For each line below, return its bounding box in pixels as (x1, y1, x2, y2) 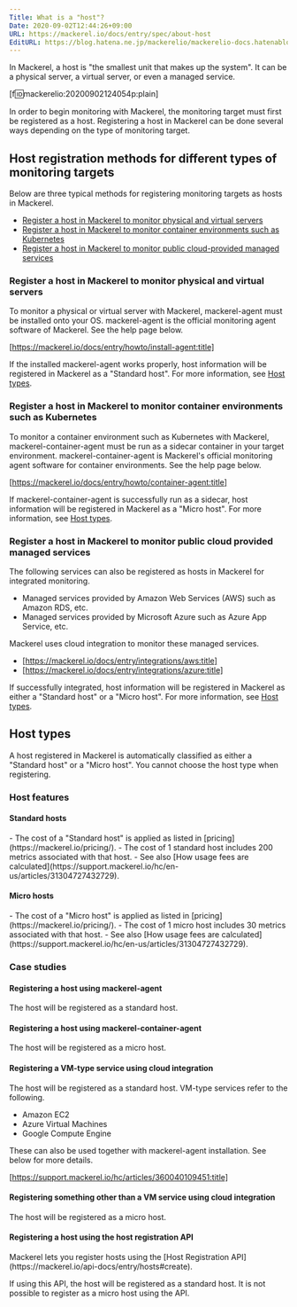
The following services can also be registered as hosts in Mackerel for (9, 566, 265, 576)
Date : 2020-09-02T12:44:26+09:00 (9, 21, 133, 30)
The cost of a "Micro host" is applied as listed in (14, 911, 190, 921)
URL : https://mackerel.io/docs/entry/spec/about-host (9, 29, 212, 38)
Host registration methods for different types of (9, 151, 277, 166)
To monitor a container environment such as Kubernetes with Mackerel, (9, 431, 270, 442)
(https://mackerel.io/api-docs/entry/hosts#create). (9, 1261, 193, 1272)
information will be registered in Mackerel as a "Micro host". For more (9, 503, 263, 514)
